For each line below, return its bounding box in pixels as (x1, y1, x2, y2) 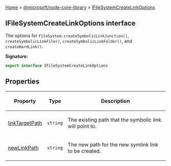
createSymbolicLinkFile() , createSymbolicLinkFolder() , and (5, 38, 132, 44)
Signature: (5, 53, 28, 59)
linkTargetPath (8, 119, 42, 126)
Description (101, 97, 130, 104)
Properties (5, 77, 40, 86)
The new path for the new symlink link (68, 141, 159, 148)
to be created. (68, 147, 101, 154)
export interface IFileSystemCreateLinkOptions (5, 63, 108, 68)
